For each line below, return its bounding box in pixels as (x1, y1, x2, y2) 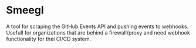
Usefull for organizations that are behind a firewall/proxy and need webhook (6, 29, 191, 36)
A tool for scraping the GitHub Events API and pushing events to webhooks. (6, 23, 189, 30)
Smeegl (6, 4, 44, 17)
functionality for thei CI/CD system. (6, 35, 92, 42)
